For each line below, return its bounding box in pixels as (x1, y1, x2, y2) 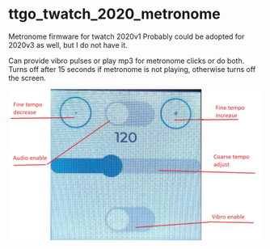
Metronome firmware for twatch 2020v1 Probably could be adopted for (8, 32, 245, 41)
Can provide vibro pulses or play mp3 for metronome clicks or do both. (8, 56, 245, 65)
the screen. (8, 73, 47, 82)
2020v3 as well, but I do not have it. (8, 40, 128, 49)
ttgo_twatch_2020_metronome (8, 5, 221, 23)
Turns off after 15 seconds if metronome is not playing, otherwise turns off (8, 64, 256, 74)
